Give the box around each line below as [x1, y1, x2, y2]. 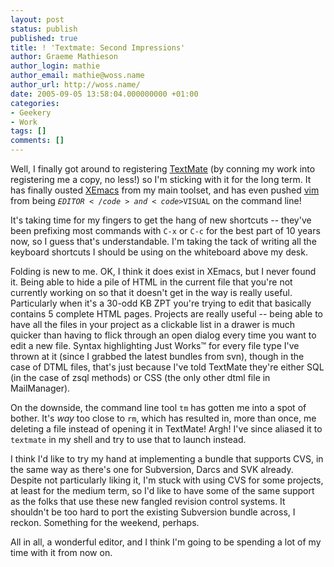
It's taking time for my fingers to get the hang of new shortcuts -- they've [10, 214, 312, 226]
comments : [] [10, 136, 65, 146]
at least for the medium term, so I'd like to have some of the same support [10, 485, 315, 496]
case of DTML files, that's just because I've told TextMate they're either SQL [10, 361, 325, 373]
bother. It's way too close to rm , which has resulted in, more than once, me [10, 412, 317, 424]
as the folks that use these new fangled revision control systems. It [10, 496, 286, 507]
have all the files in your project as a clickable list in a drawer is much [10, 319, 296, 330]
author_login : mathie [10, 61, 101, 71]
